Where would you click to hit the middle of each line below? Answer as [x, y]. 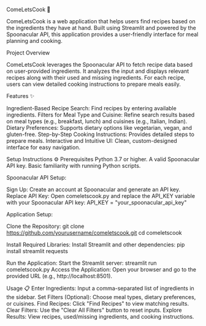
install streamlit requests [37, 251]
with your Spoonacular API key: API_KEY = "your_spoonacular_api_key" [97, 203]
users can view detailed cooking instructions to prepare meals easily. [93, 84]
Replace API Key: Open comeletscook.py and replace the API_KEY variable [101, 196]
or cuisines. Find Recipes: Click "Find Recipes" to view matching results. [97, 304]
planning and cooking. [34, 41]
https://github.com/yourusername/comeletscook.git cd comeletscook [94, 233]
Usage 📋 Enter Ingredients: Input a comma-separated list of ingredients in [100, 288]
